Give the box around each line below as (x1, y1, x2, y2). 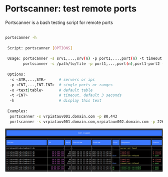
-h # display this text (9, 98, 101, 103)
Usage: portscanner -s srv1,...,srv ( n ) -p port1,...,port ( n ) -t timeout (7, 56, 162, 61)
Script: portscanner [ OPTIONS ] (7, 45, 72, 50)
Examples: (7, 109, 28, 114)
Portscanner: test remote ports (5, 3, 136, 14)
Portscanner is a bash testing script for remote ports (5, 19, 113, 25)
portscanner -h (5, 35, 37, 40)
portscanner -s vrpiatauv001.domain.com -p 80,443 (9, 114, 117, 119)
